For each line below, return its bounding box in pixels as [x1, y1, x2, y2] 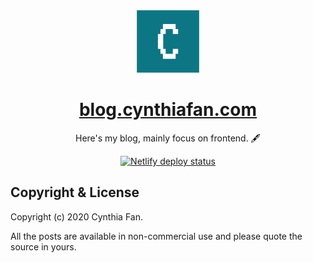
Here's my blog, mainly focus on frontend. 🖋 [75, 132, 261, 144]
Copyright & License [10, 184, 140, 201]
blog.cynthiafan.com [78, 99, 258, 121]
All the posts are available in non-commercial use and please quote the [10, 230, 303, 242]
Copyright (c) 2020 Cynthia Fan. [10, 210, 143, 223]
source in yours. [10, 240, 77, 253]
